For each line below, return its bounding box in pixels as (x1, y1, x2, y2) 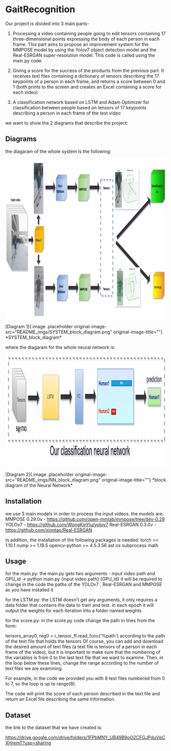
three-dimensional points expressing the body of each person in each (12, 36, 160, 42)
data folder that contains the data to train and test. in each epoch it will (5, 602, 154, 608)
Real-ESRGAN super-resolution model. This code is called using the (12, 52, 155, 58)
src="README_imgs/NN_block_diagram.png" (5, 476, 101, 483)
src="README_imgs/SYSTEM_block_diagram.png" (5, 329, 112, 335)
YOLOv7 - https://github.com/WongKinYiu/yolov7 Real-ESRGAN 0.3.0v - (5, 521, 157, 528)
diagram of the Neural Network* (5, 482, 73, 488)
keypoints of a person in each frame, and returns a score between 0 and (12, 78, 165, 84)
